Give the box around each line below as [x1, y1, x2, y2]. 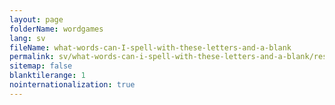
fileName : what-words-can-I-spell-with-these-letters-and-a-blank [9, 42, 292, 53]
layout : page [9, 14, 64, 25]
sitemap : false [9, 61, 73, 71]
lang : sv [9, 33, 46, 43]
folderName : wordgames [9, 24, 104, 34]
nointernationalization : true [9, 80, 136, 90]
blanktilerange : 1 [9, 71, 86, 81]
